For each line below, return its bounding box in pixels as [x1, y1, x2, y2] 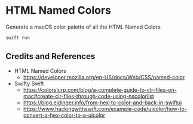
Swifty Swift [14, 80, 44, 87]
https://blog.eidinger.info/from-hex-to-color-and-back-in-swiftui [23, 99, 182, 106]
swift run [5, 35, 30, 41]
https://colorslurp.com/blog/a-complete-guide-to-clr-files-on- [23, 86, 177, 93]
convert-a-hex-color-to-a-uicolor [23, 111, 106, 119]
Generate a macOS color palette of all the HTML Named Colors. [5, 23, 163, 30]
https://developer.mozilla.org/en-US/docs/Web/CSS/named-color [23, 73, 185, 80]
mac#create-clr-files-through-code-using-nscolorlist [23, 92, 155, 100]
